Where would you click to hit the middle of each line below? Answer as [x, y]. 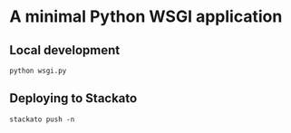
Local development [65, 50]
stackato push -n [42, 119]
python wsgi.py [38, 71]
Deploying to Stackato [73, 98]
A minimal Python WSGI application [146, 17]
